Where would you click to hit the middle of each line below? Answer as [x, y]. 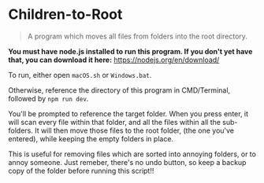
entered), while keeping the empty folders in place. [91, 138]
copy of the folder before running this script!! [81, 170]
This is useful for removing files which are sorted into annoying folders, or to [132, 154]
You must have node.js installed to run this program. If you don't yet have [130, 51]
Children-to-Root [65, 15]
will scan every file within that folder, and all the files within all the [114, 122]
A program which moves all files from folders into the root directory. [138, 36]
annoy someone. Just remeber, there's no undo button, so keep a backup [127, 162]
